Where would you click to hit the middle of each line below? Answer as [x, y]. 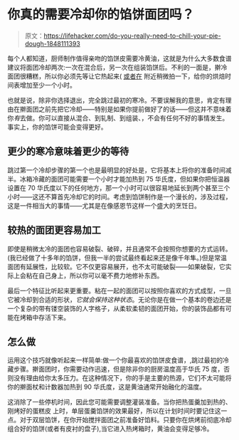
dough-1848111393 [52, 43]
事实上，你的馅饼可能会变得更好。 [57, 127]
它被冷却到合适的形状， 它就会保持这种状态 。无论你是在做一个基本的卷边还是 [119, 299]
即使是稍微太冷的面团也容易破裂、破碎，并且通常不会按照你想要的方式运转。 [119, 248]
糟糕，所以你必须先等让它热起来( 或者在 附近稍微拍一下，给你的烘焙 [126, 76]
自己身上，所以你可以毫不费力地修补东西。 [101, 276]
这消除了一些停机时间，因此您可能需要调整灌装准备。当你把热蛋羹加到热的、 [119, 402]
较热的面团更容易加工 [54, 230]
